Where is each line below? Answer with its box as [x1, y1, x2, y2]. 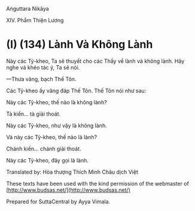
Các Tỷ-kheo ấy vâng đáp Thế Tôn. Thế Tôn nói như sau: [6, 87, 147, 94]
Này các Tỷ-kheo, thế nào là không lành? [6, 98, 108, 106]
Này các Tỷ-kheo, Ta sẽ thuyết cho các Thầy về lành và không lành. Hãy [6, 57, 185, 65]
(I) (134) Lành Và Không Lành [6, 38, 153, 52]
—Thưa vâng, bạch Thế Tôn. [6, 75, 77, 83]
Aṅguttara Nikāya [6, 5, 49, 12]
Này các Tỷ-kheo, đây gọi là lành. [6, 156, 89, 164]
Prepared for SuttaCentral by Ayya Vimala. [6, 198, 111, 205]
